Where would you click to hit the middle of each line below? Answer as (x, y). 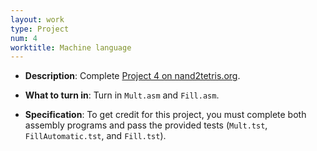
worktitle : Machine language (71, 47)
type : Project (40, 29)
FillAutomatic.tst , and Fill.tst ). (95, 136)
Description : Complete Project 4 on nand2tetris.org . (132, 76)
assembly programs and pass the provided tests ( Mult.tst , (146, 125)
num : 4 (24, 38)
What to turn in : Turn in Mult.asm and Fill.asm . (122, 95)
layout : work (37, 19)
